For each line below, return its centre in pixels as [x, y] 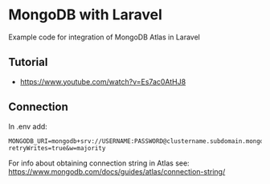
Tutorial [28, 62]
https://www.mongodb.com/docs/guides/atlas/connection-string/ [117, 171]
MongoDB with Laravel [86, 15]
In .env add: [28, 126]
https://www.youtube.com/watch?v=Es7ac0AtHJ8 [103, 81]
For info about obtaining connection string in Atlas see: [99, 163]
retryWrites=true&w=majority [57, 148]
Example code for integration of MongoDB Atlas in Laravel [104, 37]
